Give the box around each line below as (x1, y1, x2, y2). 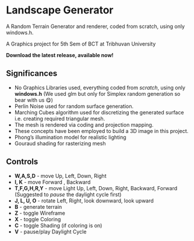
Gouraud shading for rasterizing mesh (14, 139, 106, 146)
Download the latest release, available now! (6, 51, 114, 58)
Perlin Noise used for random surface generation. (14, 103, 134, 110)
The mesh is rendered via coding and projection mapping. (14, 121, 154, 128)
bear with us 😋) (14, 96, 54, 103)
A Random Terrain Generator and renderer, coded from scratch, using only (6, 23, 185, 30)
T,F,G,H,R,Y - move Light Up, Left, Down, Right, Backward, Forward (14, 184, 178, 191)
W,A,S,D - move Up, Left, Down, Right (14, 172, 107, 179)
